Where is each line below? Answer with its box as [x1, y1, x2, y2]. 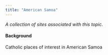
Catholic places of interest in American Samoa [5, 44, 103, 50]
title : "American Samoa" [5, 7, 58, 13]
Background [5, 33, 32, 39]
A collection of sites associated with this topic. [5, 21, 103, 27]
